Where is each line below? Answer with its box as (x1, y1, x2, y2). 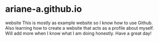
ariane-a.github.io (5, 3, 82, 15)
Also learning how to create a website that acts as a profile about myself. (5, 25, 154, 31)
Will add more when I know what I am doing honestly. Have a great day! (5, 30, 152, 36)
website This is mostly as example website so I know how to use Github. (5, 20, 153, 26)
